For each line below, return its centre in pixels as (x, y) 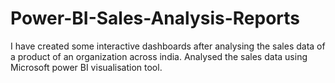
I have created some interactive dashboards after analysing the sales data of (168, 46)
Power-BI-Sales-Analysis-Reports (155, 18)
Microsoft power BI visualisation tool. (86, 67)
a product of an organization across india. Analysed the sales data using (159, 56)
